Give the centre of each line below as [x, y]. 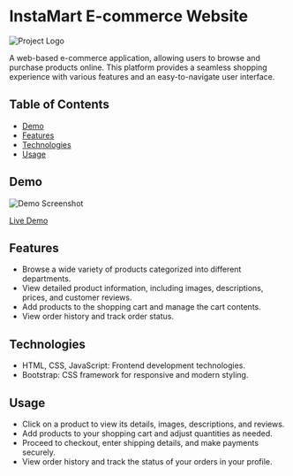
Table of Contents [60, 105]
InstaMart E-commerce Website [129, 16]
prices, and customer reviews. [77, 297]
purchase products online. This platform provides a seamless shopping [138, 67]
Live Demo [29, 220]
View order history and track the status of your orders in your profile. [147, 461]
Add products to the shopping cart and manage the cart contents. [142, 307]
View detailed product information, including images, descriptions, [143, 288]
